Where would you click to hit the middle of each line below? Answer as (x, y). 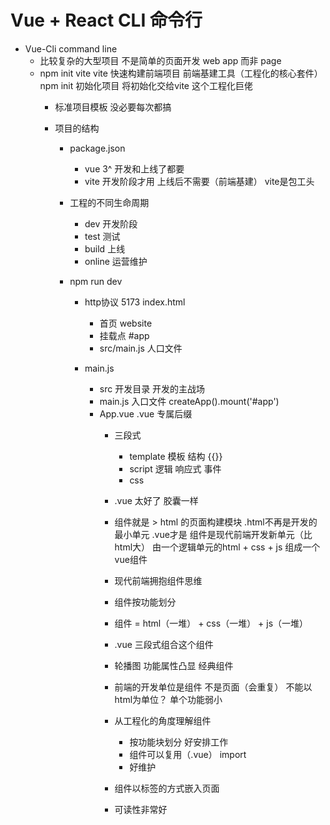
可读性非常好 (141, 809)
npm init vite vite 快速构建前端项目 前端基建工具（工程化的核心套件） (181, 73)
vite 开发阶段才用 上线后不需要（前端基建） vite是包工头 (199, 181)
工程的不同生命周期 (109, 202)
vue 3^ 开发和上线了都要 (134, 168)
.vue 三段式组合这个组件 (164, 644)
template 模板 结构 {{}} (176, 456)
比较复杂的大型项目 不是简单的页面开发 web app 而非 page (160, 60)
